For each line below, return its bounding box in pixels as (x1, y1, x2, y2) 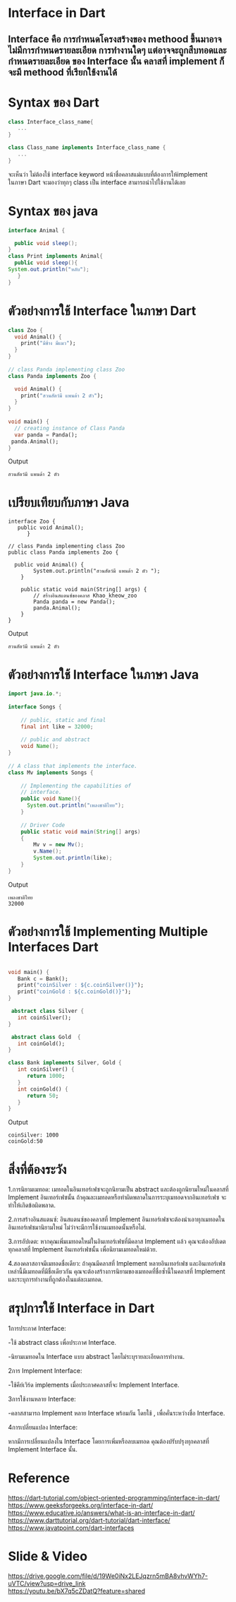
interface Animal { (8, 227, 66, 234)
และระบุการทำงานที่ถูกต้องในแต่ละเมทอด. (8, 1275, 103, 1283)
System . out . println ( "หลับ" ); (8, 266, 90, 273)
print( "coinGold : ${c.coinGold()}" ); (17, 988, 132, 995)
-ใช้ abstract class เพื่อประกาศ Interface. (8, 1339, 117, 1347)
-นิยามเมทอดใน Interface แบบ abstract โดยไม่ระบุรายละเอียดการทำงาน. (8, 1353, 185, 1361)
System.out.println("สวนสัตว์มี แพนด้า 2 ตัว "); (33, 567, 161, 575)
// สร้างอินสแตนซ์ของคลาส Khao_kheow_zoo (33, 592, 137, 600)
